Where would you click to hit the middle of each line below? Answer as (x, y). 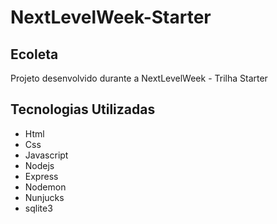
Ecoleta (34, 54)
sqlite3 (38, 208)
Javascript (46, 155)
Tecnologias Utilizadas (83, 109)
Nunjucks (44, 197)
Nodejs (39, 165)
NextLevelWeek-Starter (111, 17)
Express (41, 176)
